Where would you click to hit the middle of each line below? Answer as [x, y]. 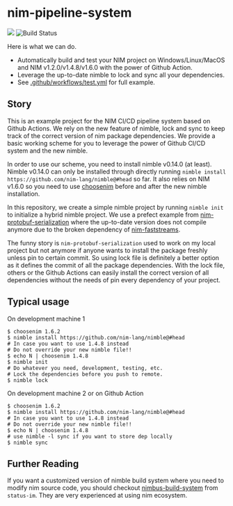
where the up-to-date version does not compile [138, 222]
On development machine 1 [46, 319]
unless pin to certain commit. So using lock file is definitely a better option [113, 258]
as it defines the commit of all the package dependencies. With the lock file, [116, 265]
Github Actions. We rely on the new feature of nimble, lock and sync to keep [116, 128]
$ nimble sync [28, 443]
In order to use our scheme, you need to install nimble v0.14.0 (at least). [110, 164]
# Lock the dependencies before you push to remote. [85, 374]
